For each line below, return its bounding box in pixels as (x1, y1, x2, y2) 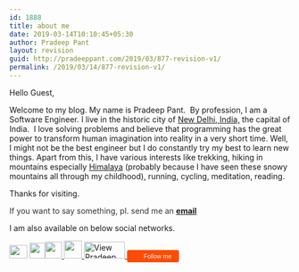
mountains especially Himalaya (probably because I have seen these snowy (9, 161, 288, 172)
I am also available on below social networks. (9, 222, 176, 233)
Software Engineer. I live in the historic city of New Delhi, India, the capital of (9, 113, 291, 125)
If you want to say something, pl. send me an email (9, 205, 197, 216)
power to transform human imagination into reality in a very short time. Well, (9, 133, 288, 144)
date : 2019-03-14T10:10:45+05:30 (9, 29, 134, 38)
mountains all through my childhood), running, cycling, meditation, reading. (9, 170, 286, 181)
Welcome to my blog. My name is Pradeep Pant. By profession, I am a (9, 104, 268, 115)
